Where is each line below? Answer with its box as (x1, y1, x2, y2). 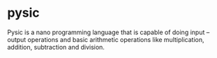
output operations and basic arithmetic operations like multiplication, (7, 35, 204, 43)
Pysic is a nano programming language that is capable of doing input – (7, 28, 210, 36)
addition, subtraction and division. (7, 43, 105, 51)
